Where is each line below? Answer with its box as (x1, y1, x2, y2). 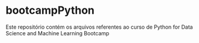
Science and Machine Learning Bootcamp (5, 29, 109, 36)
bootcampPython (5, 4, 95, 17)
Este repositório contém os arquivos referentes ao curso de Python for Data (5, 23, 193, 30)
